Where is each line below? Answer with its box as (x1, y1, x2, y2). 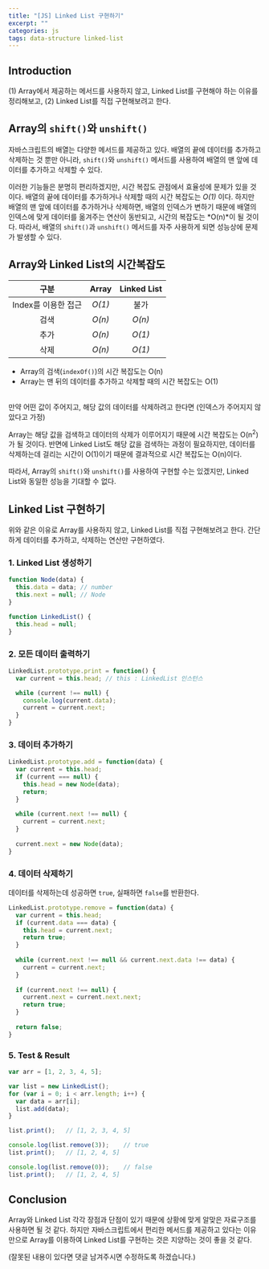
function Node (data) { (8, 576, 84, 584)
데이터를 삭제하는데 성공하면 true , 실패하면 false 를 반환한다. (8, 888, 199, 897)
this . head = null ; (15, 620, 78, 628)
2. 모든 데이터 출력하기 (8, 648, 91, 659)
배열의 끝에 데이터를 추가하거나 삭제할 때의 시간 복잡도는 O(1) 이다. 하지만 (25, 192, 255, 201)
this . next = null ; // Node (15, 591, 106, 599)
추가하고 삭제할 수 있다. (29, 165, 103, 174)
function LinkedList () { (8, 612, 92, 620)
